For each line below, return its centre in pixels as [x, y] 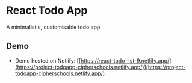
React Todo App [47, 11]
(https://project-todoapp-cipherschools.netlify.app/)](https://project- [100, 67]
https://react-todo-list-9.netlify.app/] [126, 60]
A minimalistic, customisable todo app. [54, 27]
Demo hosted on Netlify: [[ [48, 60]
